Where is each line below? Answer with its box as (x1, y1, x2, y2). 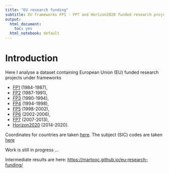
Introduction (5, 52, 58, 64)
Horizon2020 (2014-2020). (12, 122, 69, 128)
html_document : (10, 21, 42, 27)
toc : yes (14, 26, 33, 31)
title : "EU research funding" (5, 7, 69, 13)
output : (5, 17, 22, 22)
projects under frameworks (5, 74, 62, 81)
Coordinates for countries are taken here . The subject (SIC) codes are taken (5, 132, 162, 138)
